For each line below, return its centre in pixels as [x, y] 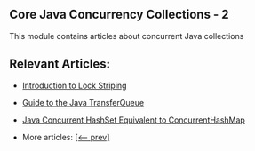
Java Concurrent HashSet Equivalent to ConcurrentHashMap [134, 120]
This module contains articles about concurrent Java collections [127, 36]
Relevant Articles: [60, 64]
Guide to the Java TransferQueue [83, 102]
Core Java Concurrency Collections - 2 [119, 15]
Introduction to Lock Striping [74, 85]
